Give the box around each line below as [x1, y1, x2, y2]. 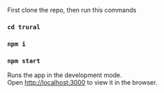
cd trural [7, 23, 40, 31]
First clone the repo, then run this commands [7, 6, 137, 14]
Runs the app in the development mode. [7, 71, 122, 79]
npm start [7, 57, 40, 65]
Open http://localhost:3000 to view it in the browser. [7, 78, 158, 87]
